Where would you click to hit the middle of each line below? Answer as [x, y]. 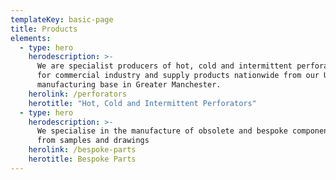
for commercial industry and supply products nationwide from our [178, 76]
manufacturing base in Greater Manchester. [129, 85]
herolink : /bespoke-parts [82, 150]
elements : [31, 38]
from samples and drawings [93, 141]
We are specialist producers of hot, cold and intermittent [164, 66]
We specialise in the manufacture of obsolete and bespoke [162, 131]
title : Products [44, 29]
